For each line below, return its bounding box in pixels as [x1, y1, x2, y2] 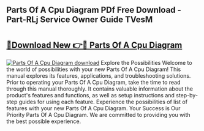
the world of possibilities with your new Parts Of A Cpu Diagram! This [6, 65, 181, 73]
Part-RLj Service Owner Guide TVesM [6, 15, 153, 25]
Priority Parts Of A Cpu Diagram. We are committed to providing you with [6, 111, 191, 118]
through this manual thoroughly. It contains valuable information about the [6, 85, 193, 92]
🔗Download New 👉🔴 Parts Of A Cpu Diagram [6, 40, 183, 50]
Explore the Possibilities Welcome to [100, 59, 192, 66]
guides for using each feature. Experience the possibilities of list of [18, 98, 188, 105]
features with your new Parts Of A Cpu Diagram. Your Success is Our [6, 105, 181, 112]
